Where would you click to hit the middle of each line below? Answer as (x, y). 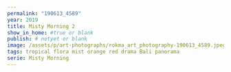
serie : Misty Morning (38, 58)
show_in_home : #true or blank (51, 33)
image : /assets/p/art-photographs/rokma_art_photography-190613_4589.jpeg (117, 45)
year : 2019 (23, 20)
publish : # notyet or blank (47, 39)
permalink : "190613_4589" (44, 13)
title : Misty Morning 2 (41, 26)
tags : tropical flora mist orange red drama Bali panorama (93, 52)
